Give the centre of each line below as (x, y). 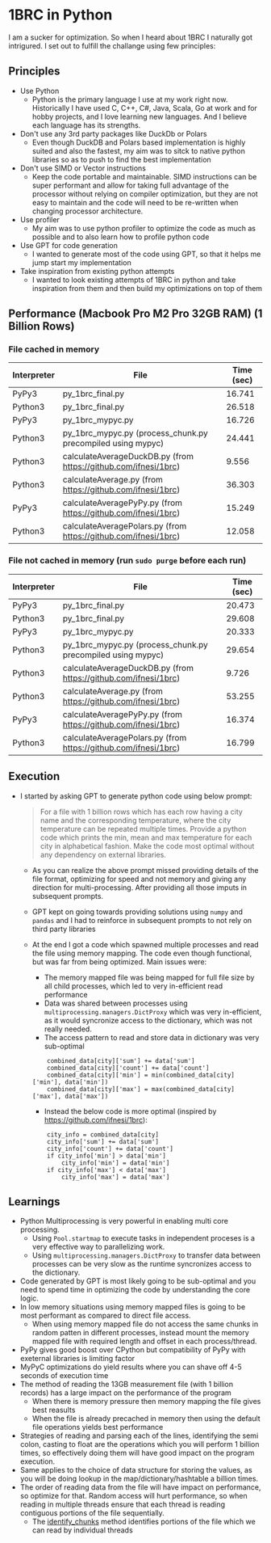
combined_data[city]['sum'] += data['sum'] (121, 1060)
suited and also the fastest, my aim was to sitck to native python (139, 150)
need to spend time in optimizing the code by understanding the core (135, 1290)
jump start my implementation (81, 262)
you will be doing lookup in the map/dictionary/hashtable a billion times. (139, 1479)
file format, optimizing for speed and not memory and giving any (139, 879)
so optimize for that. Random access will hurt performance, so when (133, 1496)
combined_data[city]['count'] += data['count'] (128, 1068)
